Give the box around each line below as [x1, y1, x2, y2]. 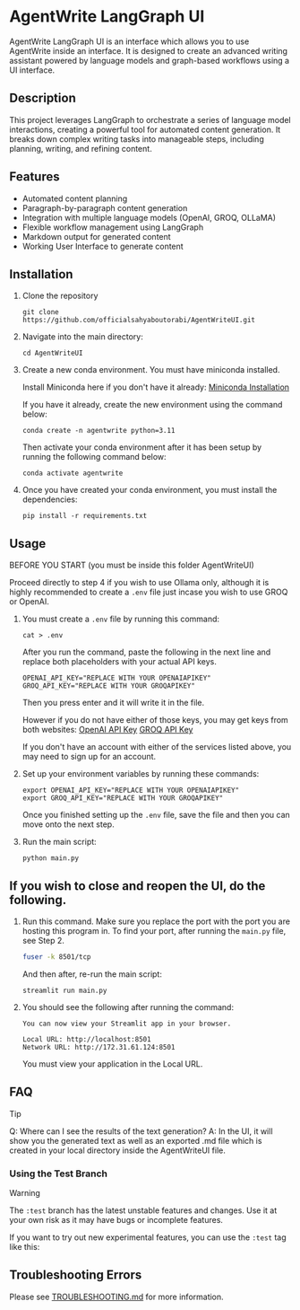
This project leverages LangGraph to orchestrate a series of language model [9, 114, 291, 125]
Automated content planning [21, 193, 128, 204]
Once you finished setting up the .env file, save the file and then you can [21, 810, 291, 821]
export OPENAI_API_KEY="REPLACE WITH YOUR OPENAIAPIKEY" [21, 786, 240, 796]
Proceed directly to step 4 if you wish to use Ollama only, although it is [9, 577, 270, 588]
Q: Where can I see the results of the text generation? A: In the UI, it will [9, 1125, 273, 1137]
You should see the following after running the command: [21, 1001, 235, 1012]
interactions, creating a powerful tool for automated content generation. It [9, 124, 281, 135]
